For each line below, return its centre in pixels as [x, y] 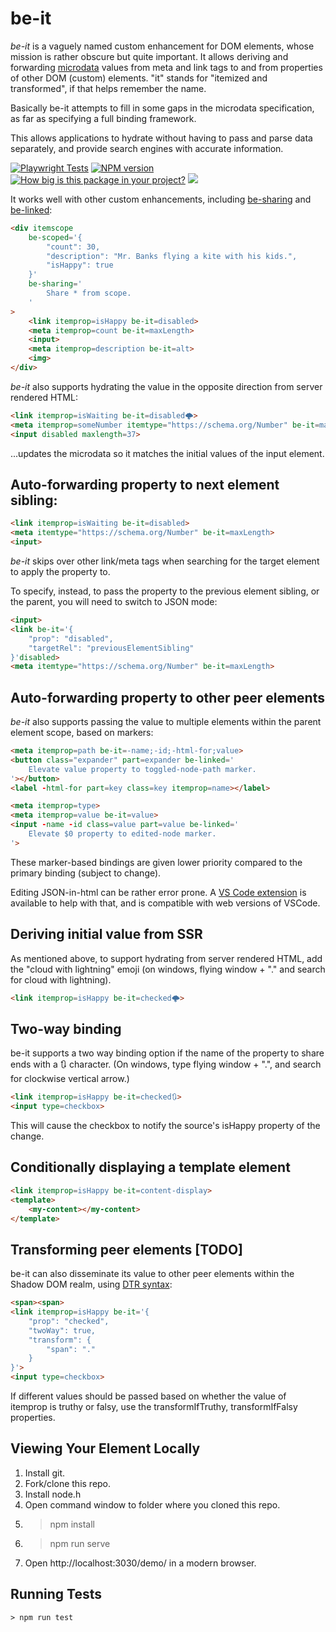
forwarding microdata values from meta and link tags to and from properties [166, 67]
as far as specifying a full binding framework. [103, 118]
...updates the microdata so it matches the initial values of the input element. [167, 453]
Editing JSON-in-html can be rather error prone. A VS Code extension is [158, 892]
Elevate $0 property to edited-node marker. [122, 834]
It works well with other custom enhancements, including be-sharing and [161, 199]
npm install [72, 1524]
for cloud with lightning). [61, 979]
